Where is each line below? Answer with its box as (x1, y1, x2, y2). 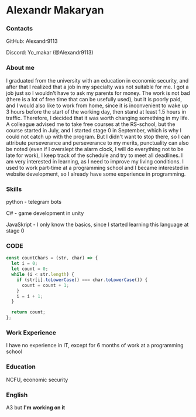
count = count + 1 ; (21, 282, 69, 288)
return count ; (11, 309, 46, 315)
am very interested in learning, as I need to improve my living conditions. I (6, 158, 184, 165)
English (6, 391, 28, 399)
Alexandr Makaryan (6, 4, 104, 17)
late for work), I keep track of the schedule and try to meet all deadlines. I (6, 152, 183, 159)
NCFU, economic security (6, 376, 68, 383)
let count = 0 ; (11, 266, 49, 272)
